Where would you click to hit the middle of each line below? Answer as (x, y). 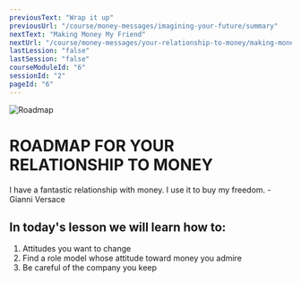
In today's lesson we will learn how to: (118, 227)
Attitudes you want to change (77, 249)
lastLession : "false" (50, 51)
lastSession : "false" (50, 59)
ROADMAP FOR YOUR (92, 145)
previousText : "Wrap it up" (62, 17)
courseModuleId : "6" (48, 68)
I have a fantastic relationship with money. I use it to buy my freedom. (138, 190)
